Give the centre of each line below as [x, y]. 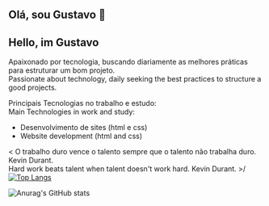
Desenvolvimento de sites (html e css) [84, 128]
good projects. [33, 88]
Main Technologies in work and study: [72, 112]
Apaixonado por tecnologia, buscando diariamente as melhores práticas [128, 62]
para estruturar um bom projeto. [62, 70]
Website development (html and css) [81, 136]
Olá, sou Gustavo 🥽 [57, 15]
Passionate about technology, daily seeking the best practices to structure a [135, 79]
